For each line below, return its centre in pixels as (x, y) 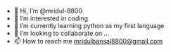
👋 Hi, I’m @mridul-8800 (48, 11)
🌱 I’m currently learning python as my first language (89, 26)
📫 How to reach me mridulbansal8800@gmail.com (88, 41)
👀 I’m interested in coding (51, 18)
